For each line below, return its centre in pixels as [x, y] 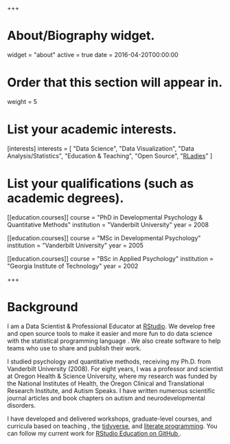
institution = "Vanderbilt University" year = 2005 [76, 245]
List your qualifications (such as [101, 184]
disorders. [22, 405]
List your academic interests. [92, 130]
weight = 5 [22, 101]
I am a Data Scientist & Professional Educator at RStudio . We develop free [111, 326]
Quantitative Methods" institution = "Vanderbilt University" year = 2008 [108, 224]
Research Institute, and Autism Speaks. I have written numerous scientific [111, 390]
